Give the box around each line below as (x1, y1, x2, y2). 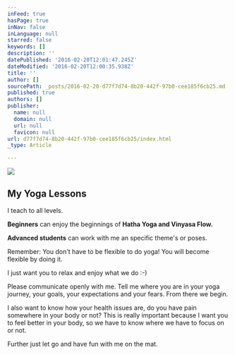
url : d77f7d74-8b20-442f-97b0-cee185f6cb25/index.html (7, 135, 172, 142)
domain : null (13, 115, 52, 122)
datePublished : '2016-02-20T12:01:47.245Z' (7, 57, 138, 64)
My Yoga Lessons (7, 187, 87, 199)
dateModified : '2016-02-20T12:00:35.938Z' (7, 63, 134, 70)
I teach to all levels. (7, 206, 64, 214)
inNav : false (7, 23, 46, 30)
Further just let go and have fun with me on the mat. (7, 339, 158, 348)
